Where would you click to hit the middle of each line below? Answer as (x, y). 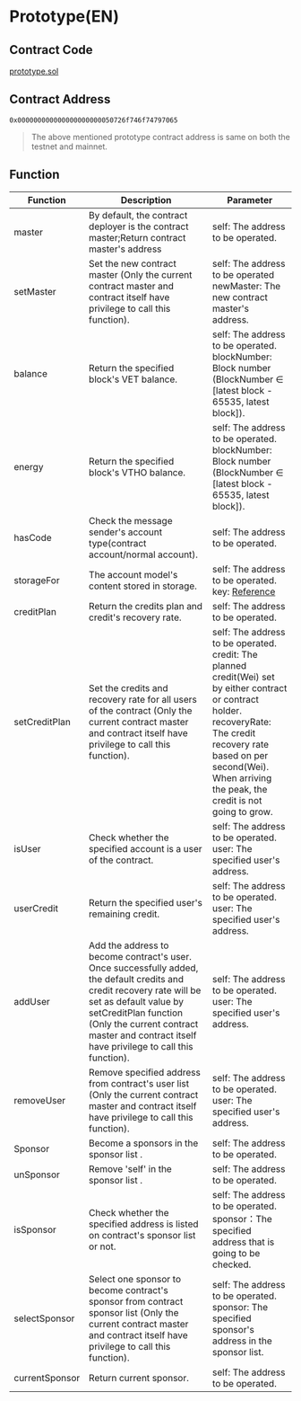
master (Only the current (140, 274)
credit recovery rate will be (145, 990)
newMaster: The (246, 286)
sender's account (125, 532)
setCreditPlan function (136, 1013)
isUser (28, 848)
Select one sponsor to (135, 1279)
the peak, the (240, 789)
